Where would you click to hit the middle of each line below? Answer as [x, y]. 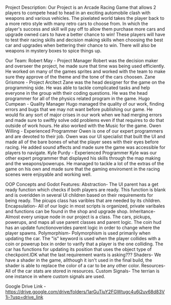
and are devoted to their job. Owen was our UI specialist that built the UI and [85, 136]
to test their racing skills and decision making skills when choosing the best [84, 40]
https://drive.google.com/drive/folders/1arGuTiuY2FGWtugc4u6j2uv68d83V [85, 292]
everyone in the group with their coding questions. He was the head [76, 93]
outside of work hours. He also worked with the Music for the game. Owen [83, 125]
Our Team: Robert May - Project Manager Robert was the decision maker [82, 60]
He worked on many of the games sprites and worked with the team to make [85, 71]
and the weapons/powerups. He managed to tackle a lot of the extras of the [85, 163]
